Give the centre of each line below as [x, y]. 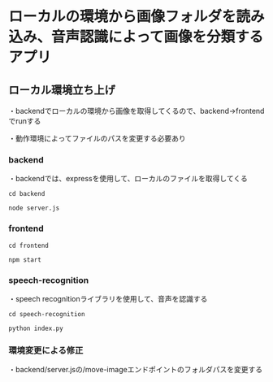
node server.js [34, 208]
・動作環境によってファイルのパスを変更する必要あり [97, 138]
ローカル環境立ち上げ [62, 90]
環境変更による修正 [46, 350]
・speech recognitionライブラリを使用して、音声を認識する [108, 298]
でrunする [25, 121]
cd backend [27, 194]
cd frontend [28, 245]
